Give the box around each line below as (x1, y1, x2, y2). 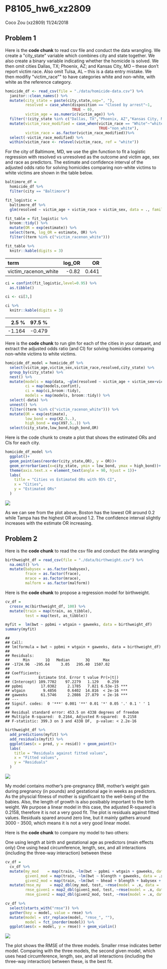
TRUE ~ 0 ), (72, 107, 94, 112)
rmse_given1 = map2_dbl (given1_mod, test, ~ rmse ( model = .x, (25, 887, 155, 893)
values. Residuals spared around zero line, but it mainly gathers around (5, 815, 151, 821)
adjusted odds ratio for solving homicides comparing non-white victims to (5, 165, 157, 171)
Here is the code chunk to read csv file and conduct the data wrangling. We (5, 47, 161, 53)
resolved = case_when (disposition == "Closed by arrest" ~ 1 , (25, 103, 153, 108)
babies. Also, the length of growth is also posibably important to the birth (5, 799, 155, 805)
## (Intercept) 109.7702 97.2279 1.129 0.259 (5, 679, 119, 685)
